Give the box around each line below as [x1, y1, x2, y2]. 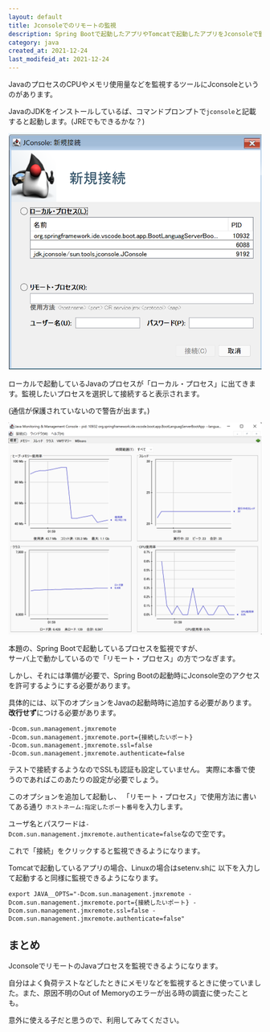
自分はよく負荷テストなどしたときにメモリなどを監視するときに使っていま [8, 978, 255, 988]
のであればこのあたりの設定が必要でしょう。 [14, 774, 163, 784]
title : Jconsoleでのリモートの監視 [8, 21, 117, 30]
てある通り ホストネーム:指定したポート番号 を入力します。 [8, 801, 187, 811]
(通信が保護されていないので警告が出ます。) [8, 406, 150, 416]
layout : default [8, 13, 63, 21]
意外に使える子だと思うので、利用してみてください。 [8, 1015, 184, 1025]
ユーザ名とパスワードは [8, 818, 86, 828]
